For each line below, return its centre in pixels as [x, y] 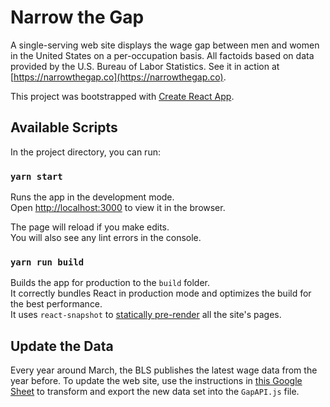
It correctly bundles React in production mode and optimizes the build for [161, 293]
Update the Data [62, 346]
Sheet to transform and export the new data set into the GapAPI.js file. [155, 392]
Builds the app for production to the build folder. [110, 283]
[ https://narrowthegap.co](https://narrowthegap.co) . [118, 77]
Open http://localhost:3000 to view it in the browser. [118, 208]
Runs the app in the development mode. [92, 197]
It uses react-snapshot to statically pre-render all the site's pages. [146, 315]
